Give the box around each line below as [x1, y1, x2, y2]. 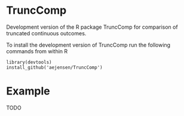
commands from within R [6, 47, 68, 54]
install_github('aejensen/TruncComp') [6, 64, 103, 71]
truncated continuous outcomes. [6, 29, 87, 36]
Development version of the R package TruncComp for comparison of [6, 23, 178, 30]
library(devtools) [6, 59, 52, 65]
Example [6, 84, 50, 98]
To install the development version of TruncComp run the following [6, 41, 171, 48]
